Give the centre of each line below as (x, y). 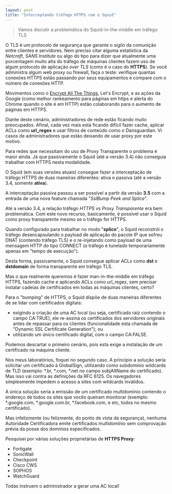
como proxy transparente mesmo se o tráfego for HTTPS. (66, 219)
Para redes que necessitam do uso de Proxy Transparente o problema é (81, 151)
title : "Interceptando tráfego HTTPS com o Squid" (61, 15)
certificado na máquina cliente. (38, 350)
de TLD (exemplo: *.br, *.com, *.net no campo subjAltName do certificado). (84, 371)
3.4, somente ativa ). (27, 183)
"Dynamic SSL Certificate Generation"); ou (58, 329)
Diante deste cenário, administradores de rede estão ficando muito (76, 119)
